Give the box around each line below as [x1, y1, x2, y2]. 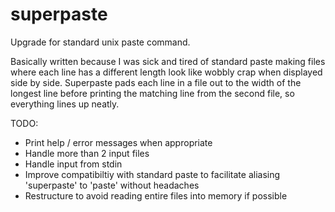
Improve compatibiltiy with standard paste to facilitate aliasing [24, 168, 281, 180]
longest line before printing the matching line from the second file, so [10, 87, 295, 99]
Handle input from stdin [24, 158, 123, 170]
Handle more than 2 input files [24, 147, 150, 159]
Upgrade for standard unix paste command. [10, 36, 191, 48]
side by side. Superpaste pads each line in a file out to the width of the [10, 76, 302, 88]
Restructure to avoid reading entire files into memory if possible [24, 189, 288, 202]
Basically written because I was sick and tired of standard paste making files [10, 55, 326, 67]
